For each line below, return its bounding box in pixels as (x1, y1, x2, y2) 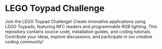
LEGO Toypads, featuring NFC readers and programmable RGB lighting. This (5, 23, 157, 29)
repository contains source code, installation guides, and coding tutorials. (5, 29, 151, 34)
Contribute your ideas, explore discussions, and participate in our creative (5, 34, 153, 39)
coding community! (5, 39, 44, 44)
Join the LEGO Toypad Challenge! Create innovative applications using (5, 19, 146, 24)
